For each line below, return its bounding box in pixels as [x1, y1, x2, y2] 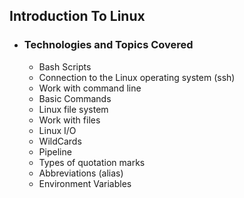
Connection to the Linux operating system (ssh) [38, 71, 236, 83]
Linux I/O [38, 124, 77, 136]
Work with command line [38, 82, 142, 94]
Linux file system [38, 103, 109, 115]
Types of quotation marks [38, 156, 146, 168]
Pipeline [38, 145, 72, 158]
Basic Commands [38, 92, 112, 104]
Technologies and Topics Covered [23, 38, 194, 52]
